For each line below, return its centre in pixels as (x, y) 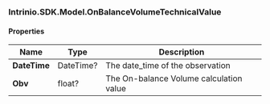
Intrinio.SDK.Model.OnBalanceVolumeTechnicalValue (115, 12)
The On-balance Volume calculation (174, 78)
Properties (27, 31)
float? (68, 84)
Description (182, 52)
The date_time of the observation (168, 66)
